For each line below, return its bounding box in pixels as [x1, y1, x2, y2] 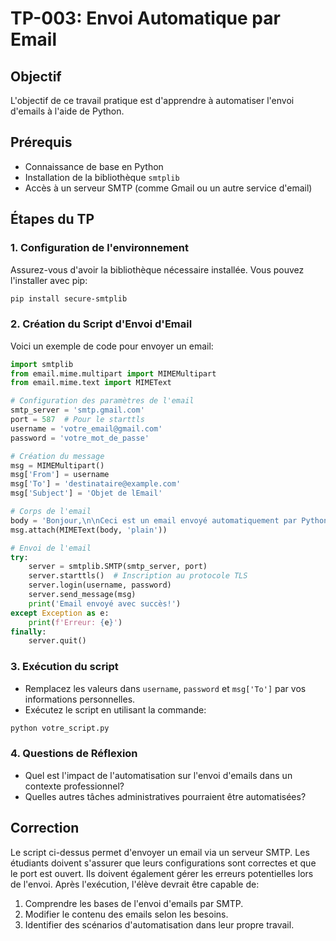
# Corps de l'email [10, 507, 92, 517]
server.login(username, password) [28, 580, 172, 591]
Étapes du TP [10, 211, 95, 228]
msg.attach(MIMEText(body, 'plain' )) [10, 525, 168, 535]
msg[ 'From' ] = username [10, 470, 110, 480]
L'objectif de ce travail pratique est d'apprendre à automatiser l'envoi [10, 95, 295, 106]
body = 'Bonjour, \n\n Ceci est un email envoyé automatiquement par [10, 515, 298, 526]
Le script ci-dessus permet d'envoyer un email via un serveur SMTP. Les [10, 846, 310, 858]
